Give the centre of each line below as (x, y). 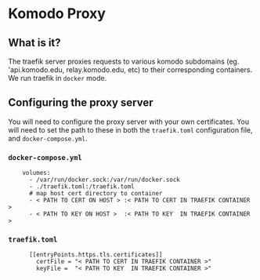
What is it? (34, 43)
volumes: (36, 173)
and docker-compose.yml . (48, 138)
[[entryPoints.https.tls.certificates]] (96, 255)
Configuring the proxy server (81, 103)
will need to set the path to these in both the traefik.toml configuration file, (130, 129)
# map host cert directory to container (96, 194)
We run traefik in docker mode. (58, 78)
